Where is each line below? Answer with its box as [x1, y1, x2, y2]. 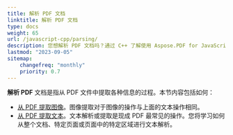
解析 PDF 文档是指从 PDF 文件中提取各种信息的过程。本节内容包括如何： [7, 88, 214, 96]
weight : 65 [7, 29, 39, 37]
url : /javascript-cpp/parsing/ [7, 36, 98, 43]
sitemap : [7, 55, 33, 62]
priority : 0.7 [19, 68, 61, 75]
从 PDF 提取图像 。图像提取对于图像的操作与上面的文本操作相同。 [17, 102, 204, 111]
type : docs [7, 23, 39, 30]
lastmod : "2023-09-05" [7, 49, 73, 56]
